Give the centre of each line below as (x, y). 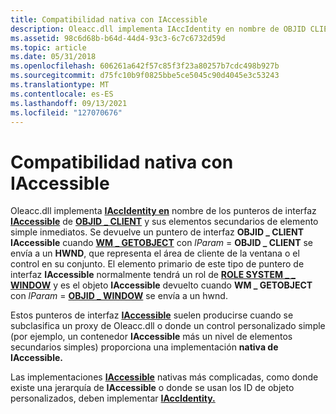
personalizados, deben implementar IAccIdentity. (113, 398)
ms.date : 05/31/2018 (53, 57)
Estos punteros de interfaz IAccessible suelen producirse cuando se (152, 315)
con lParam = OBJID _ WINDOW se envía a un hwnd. (119, 296)
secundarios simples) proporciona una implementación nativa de (144, 347)
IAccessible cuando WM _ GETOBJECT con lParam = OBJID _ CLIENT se (162, 243)
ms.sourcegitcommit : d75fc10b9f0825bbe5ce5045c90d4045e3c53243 (145, 76)
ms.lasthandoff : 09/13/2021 (69, 103)
